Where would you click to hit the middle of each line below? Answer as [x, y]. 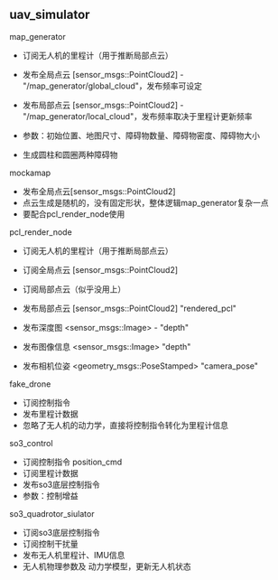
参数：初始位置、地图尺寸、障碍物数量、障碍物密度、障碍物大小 [141, 136]
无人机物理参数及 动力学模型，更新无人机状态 [107, 566]
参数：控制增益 [50, 495]
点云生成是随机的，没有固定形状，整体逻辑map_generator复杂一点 [145, 202]
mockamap [30, 173]
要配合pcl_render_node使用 [74, 214]
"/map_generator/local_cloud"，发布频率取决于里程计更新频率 [137, 116]
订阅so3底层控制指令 [61, 532]
